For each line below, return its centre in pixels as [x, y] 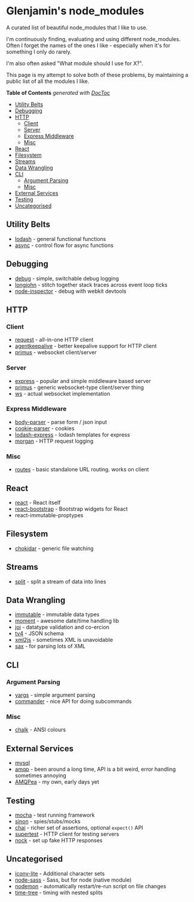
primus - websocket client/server [56, 353]
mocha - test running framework [55, 815]
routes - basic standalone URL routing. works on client [82, 469]
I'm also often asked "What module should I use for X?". [75, 63]
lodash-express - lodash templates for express [72, 434]
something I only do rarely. [39, 51]
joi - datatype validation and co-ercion [62, 627]
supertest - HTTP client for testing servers [67, 834]
